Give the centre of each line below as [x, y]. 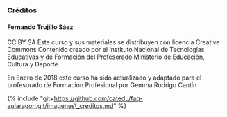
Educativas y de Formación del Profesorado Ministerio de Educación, [106, 57]
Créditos [22, 10]
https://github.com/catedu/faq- [99, 98]
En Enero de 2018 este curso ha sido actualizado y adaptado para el [104, 78]
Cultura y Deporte [33, 64]
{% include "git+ [31, 98]
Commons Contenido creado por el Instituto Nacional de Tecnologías [106, 50]
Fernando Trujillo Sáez [40, 27]
